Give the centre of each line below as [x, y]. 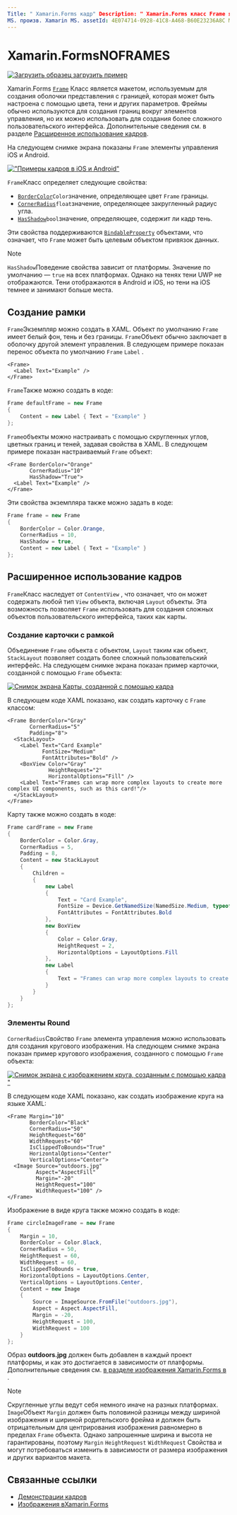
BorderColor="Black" [60, 1122]
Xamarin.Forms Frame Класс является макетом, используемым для [107, 88]
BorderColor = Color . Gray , [60, 840]
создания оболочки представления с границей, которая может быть [111, 96]
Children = [49, 874]
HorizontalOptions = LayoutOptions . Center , [85, 1275]
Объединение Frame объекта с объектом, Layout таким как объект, [108, 650]
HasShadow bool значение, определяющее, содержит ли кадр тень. [115, 219]
